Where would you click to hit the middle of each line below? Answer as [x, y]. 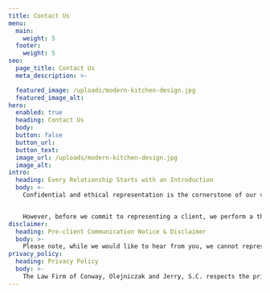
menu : [17, 23]
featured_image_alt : [50, 97]
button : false [39, 135]
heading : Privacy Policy [57, 262]
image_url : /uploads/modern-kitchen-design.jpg [97, 158]
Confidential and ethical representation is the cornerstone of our [140, 195]
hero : [17, 105]
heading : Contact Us [50, 120]
